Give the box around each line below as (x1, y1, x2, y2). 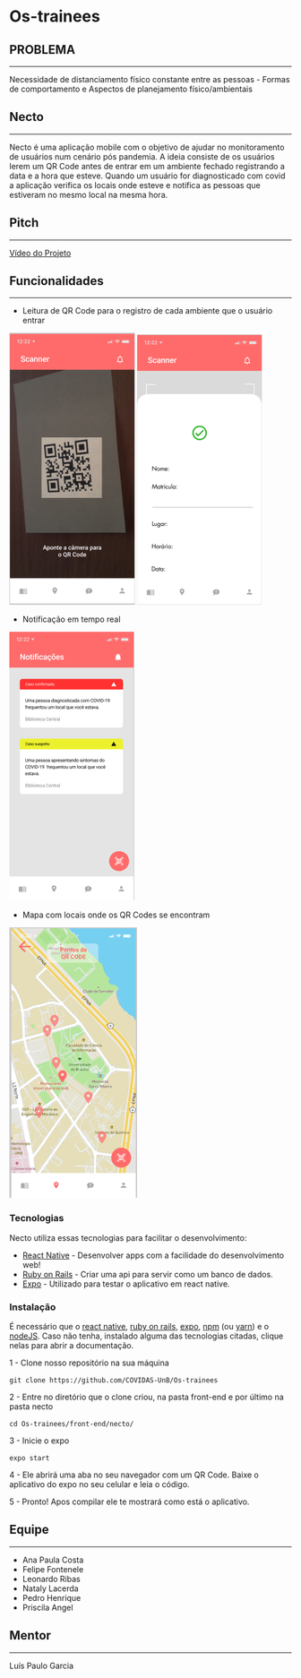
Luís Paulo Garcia (9, 1660, 74, 1671)
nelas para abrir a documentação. (9, 1340, 134, 1351)
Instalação (9, 1301, 56, 1313)
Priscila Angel (21, 1602, 73, 1613)
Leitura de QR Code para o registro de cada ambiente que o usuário (21, 305, 273, 316)
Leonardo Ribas (21, 1573, 81, 1584)
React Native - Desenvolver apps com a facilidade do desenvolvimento (21, 1250, 285, 1261)
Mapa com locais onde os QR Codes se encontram (21, 909, 211, 920)
